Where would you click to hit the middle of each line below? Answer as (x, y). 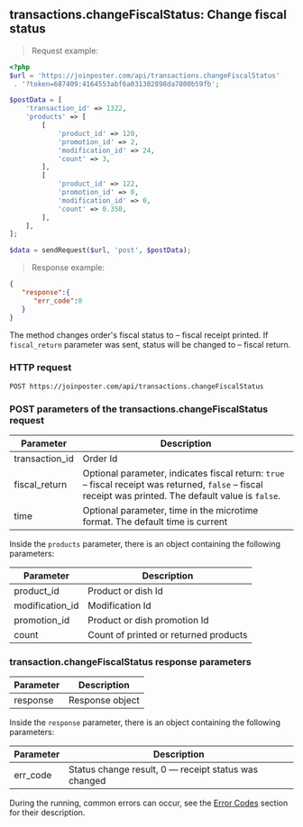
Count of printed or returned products (168, 635)
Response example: (68, 268)
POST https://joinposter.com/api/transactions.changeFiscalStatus (137, 386)
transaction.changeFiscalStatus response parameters (130, 662)
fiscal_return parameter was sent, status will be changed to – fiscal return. (150, 344)
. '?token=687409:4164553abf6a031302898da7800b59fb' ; (116, 84)
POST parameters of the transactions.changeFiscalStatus (139, 409)
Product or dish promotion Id (148, 621)
